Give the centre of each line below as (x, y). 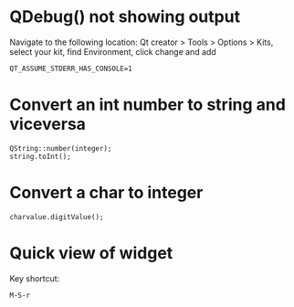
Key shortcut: (35, 278)
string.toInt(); (40, 156)
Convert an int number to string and (147, 105)
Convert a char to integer (106, 193)
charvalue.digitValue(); (57, 217)
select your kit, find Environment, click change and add (113, 51)
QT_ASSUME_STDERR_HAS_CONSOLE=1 (71, 69)
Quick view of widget (91, 253)
